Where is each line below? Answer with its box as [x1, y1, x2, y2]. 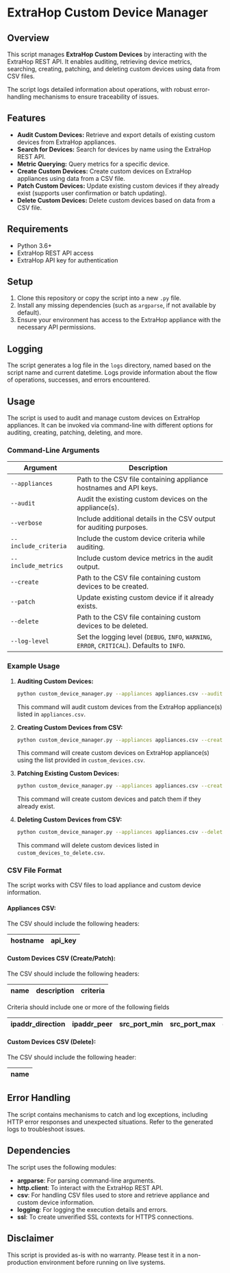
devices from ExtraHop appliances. [16, 138, 116, 146]
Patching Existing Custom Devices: [16, 769, 120, 778]
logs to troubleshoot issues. [7, 1125, 86, 1133]
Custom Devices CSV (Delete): [7, 1038, 97, 1046]
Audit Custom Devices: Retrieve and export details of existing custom [16, 130, 216, 138]
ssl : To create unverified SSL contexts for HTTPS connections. [16, 1213, 194, 1221]
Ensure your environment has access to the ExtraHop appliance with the [16, 316, 221, 324]
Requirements [7, 223, 68, 235]
